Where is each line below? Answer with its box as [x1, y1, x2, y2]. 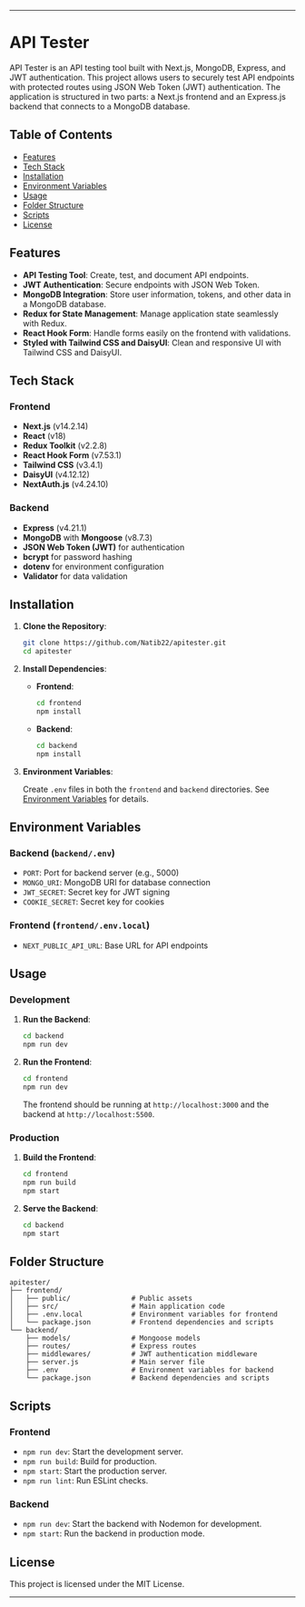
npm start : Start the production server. [22, 1465, 168, 1476]
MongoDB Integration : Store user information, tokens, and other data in [22, 288, 291, 300]
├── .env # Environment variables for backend [25, 1365, 274, 1375]
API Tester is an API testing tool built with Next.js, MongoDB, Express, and [9, 62, 286, 73]
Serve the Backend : [22, 1203, 98, 1213]
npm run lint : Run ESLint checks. [22, 1474, 149, 1486]
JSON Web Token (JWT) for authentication [22, 542, 185, 553]
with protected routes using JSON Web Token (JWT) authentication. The [9, 81, 281, 92]
